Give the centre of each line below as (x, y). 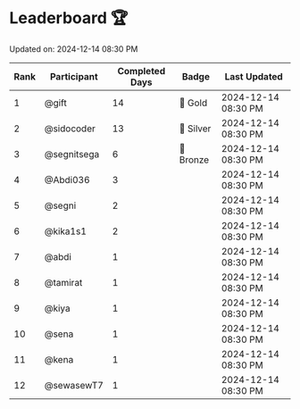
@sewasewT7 (74, 385)
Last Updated (254, 76)
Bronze (194, 160)
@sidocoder (70, 129)
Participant (74, 76)
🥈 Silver (195, 129)
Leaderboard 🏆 (69, 18)
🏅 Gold (193, 103)
